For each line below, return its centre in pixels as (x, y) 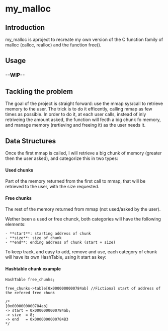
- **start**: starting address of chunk (48, 234)
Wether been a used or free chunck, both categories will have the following (83, 219)
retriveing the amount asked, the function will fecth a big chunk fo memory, (83, 120)
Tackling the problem (39, 91)
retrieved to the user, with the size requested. (52, 187)
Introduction (25, 27)
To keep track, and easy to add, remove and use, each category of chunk (81, 252)
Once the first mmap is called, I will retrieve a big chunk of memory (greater (83, 153)
